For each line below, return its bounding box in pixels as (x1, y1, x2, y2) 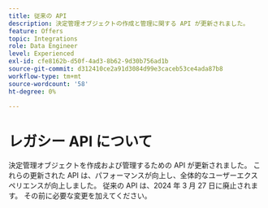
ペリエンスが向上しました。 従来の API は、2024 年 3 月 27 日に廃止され (8, 180, 252, 191)
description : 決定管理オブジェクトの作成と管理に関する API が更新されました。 (8, 19, 249, 28)
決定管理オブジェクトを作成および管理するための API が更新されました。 (8, 160, 252, 171)
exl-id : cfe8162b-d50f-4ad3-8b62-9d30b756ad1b (8, 58, 169, 66)
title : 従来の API (8, 11, 67, 20)
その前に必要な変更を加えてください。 (24, 191, 152, 201)
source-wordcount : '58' (8, 80, 89, 88)
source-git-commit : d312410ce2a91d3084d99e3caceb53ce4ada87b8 (8, 65, 223, 73)
